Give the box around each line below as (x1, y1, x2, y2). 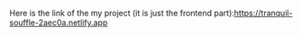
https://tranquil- (233, 8, 293, 18)
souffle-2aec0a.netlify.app (9, 17, 108, 28)
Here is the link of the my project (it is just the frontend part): (9, 8, 234, 18)
